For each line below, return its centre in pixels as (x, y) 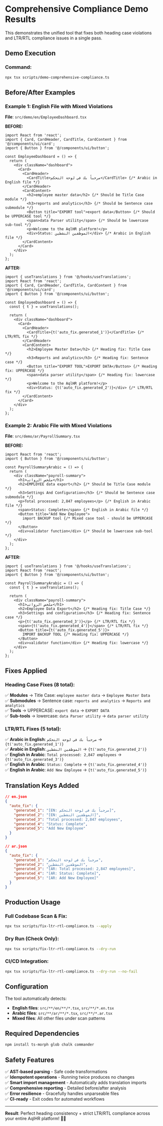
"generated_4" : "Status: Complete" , (51, 824)
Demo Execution (30, 53)
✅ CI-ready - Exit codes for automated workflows (55, 1099)
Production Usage (33, 902)
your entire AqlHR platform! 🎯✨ (36, 1118)
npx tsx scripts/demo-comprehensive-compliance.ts (57, 77)
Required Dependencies (42, 1033)
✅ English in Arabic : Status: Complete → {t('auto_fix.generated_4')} (76, 764)
